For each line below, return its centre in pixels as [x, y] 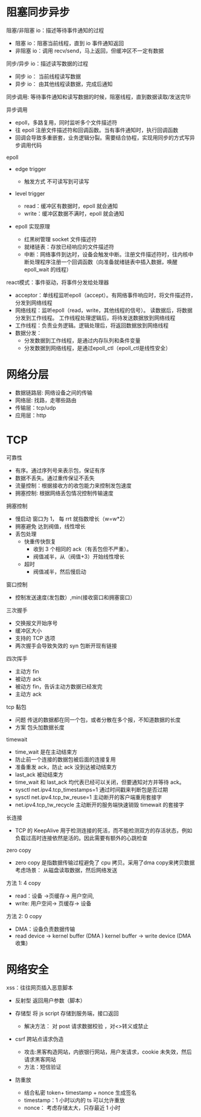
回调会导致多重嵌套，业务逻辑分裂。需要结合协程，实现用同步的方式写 [102, 137]
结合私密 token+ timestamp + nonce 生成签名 [80, 1092]
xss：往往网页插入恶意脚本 [40, 987]
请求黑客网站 [40, 1059]
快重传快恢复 [40, 541]
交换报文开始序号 [36, 623]
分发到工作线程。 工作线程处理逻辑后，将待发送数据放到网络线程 [95, 317]
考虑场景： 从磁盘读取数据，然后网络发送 [66, 870]
